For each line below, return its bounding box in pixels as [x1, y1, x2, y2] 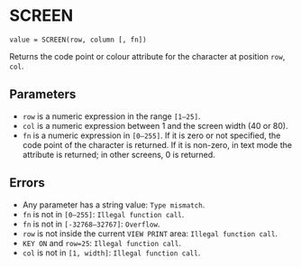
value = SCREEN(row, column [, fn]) [9, 35, 147, 44]
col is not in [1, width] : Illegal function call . [22, 247, 201, 258]
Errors [9, 175, 45, 190]
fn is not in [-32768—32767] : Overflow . [22, 218, 160, 229]
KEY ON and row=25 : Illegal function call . [22, 237, 182, 248]
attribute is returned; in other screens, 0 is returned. [22, 149, 216, 160]
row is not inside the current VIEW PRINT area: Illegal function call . [22, 227, 278, 239]
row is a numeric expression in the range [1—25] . [22, 110, 201, 122]
